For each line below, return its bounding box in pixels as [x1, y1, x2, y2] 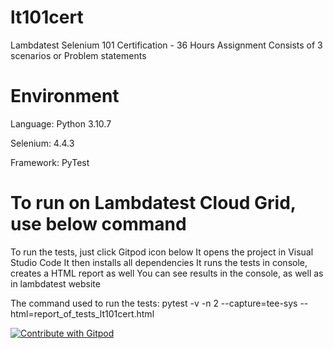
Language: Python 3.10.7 [10, 117, 112, 130]
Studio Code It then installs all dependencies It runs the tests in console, [10, 256, 308, 268]
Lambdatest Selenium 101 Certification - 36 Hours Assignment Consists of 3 [10, 39, 323, 51]
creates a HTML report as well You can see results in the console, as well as [10, 267, 324, 279]
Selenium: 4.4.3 [10, 137, 75, 149]
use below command [10, 213, 187, 236]
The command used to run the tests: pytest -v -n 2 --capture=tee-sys [10, 297, 298, 309]
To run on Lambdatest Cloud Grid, [10, 192, 297, 215]
